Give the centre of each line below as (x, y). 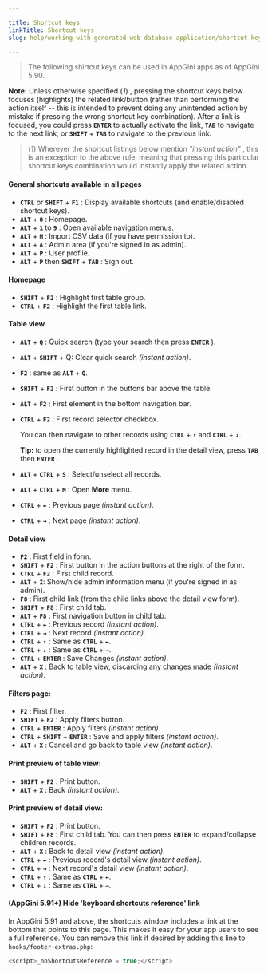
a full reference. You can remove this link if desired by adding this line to (127, 938)
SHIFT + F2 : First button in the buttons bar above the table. (116, 388)
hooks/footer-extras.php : (51, 946)
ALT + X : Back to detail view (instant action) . (92, 851)
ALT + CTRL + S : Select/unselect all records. (91, 474)
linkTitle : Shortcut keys (51, 30)
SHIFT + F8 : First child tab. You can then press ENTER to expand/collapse (138, 834)
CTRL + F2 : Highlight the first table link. (83, 306)
